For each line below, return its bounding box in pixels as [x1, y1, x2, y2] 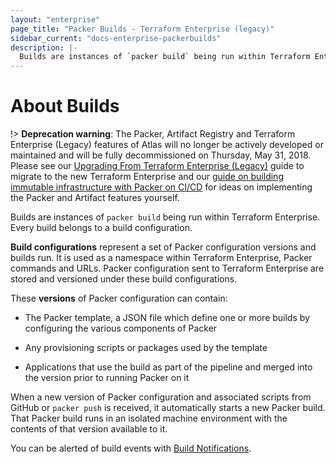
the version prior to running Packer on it [24, 372, 190, 384]
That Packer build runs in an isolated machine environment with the [10, 412, 288, 425]
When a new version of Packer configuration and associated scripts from [10, 391, 312, 403]
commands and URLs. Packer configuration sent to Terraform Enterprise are [10, 262, 325, 275]
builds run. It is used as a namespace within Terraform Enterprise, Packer [10, 252, 313, 264]
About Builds [10, 95, 120, 118]
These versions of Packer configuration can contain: [10, 292, 228, 305]
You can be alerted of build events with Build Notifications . [10, 442, 252, 455]
